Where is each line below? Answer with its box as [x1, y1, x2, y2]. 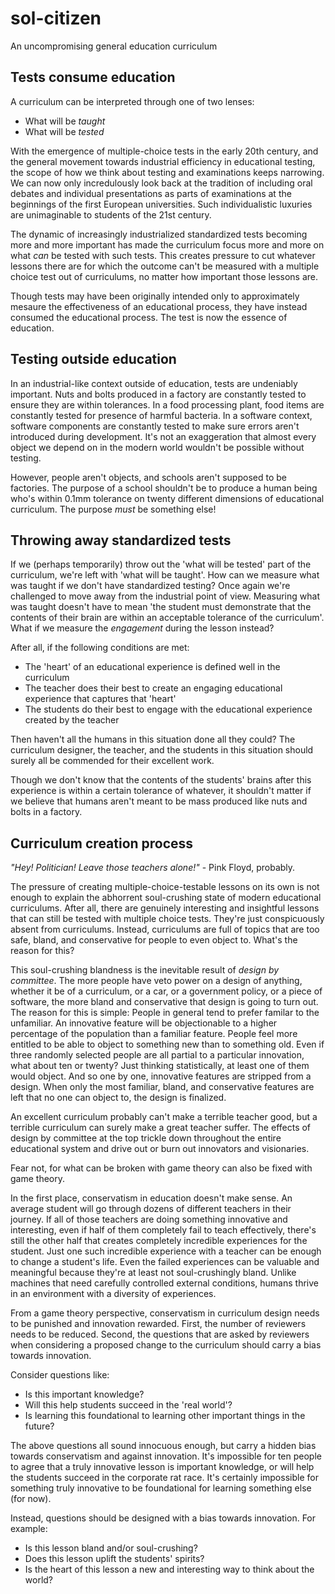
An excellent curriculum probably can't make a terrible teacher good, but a [10, 1111, 318, 1123]
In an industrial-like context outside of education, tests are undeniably [10, 377, 298, 389]
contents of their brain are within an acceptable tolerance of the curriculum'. [10, 612, 325, 624]
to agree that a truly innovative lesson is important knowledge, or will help [10, 1461, 315, 1473]
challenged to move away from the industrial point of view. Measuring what [10, 590, 320, 602]
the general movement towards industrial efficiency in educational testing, [10, 155, 316, 167]
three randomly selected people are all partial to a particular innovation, [10, 1049, 305, 1061]
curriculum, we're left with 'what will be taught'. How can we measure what [10, 569, 320, 581]
